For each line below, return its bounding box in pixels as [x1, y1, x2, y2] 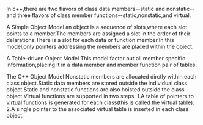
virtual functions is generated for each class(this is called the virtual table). [6, 99, 194, 106]
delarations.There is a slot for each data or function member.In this [6, 37, 174, 43]
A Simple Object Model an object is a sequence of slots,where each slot [6, 24, 188, 30]
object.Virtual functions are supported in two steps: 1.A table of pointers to [6, 93, 194, 99]
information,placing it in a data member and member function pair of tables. [6, 61, 197, 68]
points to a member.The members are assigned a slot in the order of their [6, 30, 191, 37]
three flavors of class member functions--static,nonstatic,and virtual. [17, 12, 191, 19]
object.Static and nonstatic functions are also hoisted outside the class [6, 86, 185, 93]
